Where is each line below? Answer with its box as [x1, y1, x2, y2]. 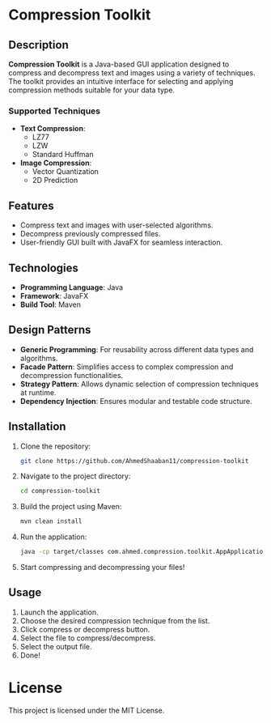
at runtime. [19, 387, 57, 398]
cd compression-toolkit [19, 487, 101, 495]
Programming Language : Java [19, 282, 124, 292]
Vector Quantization [32, 167, 100, 176]
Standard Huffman [32, 150, 95, 159]
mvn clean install [19, 517, 83, 525]
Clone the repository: [19, 441, 91, 451]
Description [8, 38, 69, 52]
